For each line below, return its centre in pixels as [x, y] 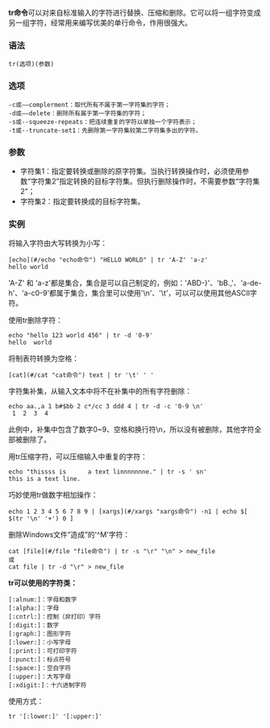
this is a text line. [45, 479]
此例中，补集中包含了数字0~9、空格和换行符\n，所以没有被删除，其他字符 [132, 429]
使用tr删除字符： [35, 321]
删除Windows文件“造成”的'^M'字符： [69, 535]
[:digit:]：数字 [34, 626]
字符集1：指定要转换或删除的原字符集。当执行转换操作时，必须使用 [131, 171]
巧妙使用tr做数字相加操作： [53, 495]
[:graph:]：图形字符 [39, 634]
